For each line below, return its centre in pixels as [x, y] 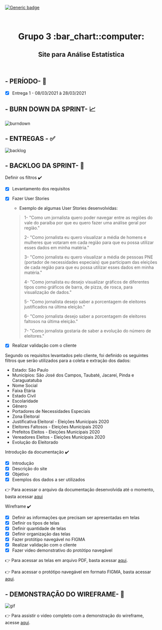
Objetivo [20, 474]
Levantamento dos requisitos [41, 189]
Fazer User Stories [30, 199]
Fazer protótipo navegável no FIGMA [49, 539]
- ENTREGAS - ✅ [30, 139]
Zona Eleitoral [26, 416]
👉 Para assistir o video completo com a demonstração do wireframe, [74, 615]
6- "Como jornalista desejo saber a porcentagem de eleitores [85, 316]
